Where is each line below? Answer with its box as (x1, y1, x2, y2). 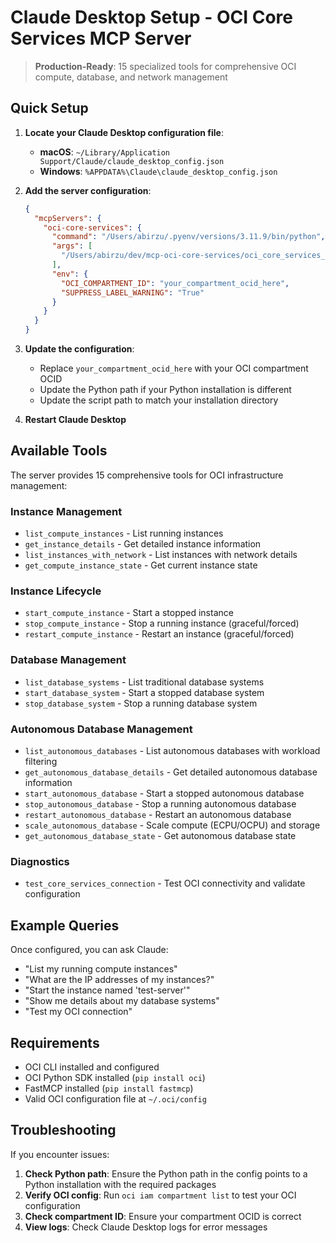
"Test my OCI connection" (24, 1006, 133, 1018)
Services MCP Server (10, 27, 192, 50)
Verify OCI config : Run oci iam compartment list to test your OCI (24, 1189, 297, 1201)
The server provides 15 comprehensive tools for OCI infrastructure (10, 469, 284, 481)
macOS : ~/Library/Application (39, 146, 171, 158)
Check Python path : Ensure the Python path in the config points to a (24, 1167, 308, 1180)
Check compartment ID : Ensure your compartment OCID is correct (24, 1210, 302, 1222)
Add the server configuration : (24, 184, 152, 196)
